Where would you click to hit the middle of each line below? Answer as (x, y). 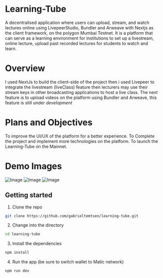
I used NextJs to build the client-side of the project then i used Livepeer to (80, 82)
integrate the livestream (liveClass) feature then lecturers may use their (76, 87)
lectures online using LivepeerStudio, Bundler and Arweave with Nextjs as (79, 27)
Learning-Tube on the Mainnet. (36, 146)
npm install (17, 253)
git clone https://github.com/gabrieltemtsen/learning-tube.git (72, 216)
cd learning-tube (23, 234)
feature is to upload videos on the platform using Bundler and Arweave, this (81, 97)
